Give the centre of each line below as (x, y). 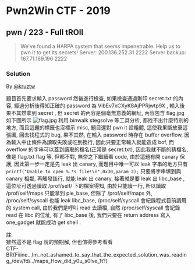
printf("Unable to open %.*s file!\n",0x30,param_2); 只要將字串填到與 (94, 171)
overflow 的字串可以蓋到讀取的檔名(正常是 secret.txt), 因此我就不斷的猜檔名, (97, 149)
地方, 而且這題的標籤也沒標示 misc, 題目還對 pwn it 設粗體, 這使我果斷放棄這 (97, 128)
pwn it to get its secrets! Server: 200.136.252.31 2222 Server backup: (103, 52)
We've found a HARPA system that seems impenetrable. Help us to (100, 46)
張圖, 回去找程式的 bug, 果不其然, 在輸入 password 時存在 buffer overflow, (95, 135)
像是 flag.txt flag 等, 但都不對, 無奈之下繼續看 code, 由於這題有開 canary (92, 157)
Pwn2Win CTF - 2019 (58, 11)
